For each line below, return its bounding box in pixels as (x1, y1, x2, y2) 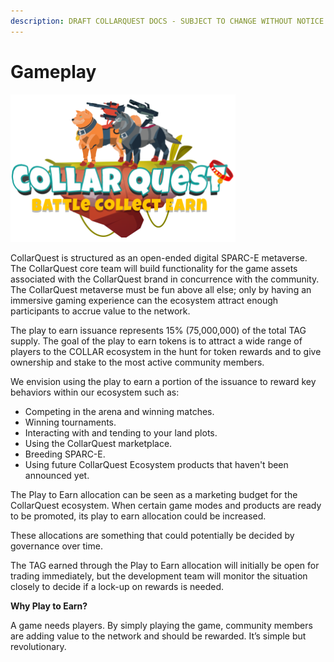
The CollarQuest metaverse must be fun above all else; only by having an (10, 283, 312, 295)
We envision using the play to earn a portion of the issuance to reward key (10, 375, 317, 387)
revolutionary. (10, 640, 67, 652)
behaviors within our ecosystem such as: (10, 386, 180, 398)
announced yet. (24, 469, 90, 481)
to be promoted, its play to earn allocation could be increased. (10, 510, 267, 522)
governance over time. (10, 540, 103, 552)
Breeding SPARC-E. (24, 448, 106, 460)
